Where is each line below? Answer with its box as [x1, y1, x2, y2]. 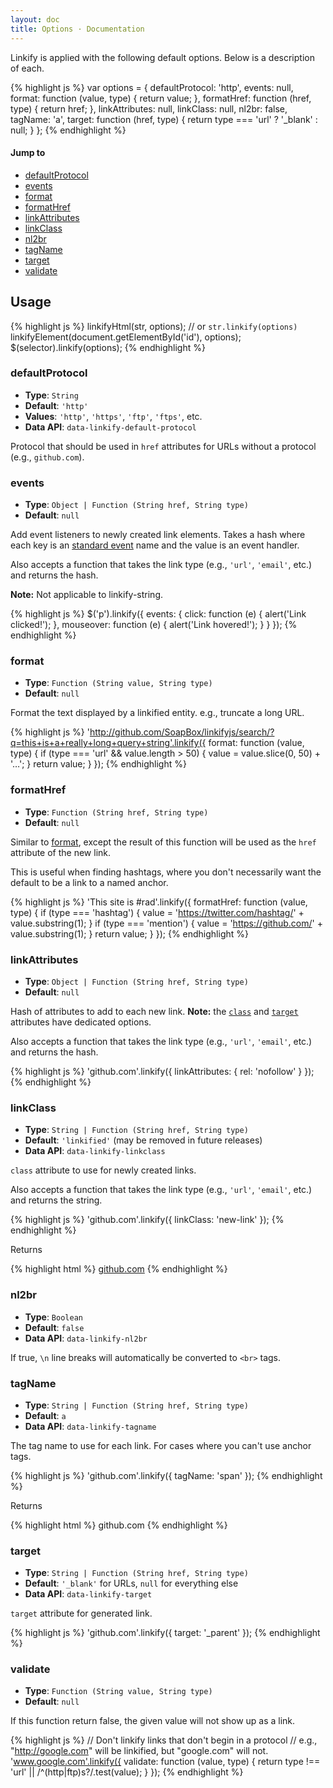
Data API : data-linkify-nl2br [24, 1332, 148, 1344]
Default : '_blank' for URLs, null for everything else [24, 1577, 239, 1590]
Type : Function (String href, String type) [24, 806, 209, 818]
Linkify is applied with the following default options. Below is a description [10, 51, 315, 63]
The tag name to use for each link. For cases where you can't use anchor [10, 1439, 312, 1451]
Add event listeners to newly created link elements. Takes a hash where [10, 529, 306, 541]
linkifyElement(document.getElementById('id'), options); [10, 331, 242, 343]
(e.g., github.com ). [10, 451, 85, 463]
